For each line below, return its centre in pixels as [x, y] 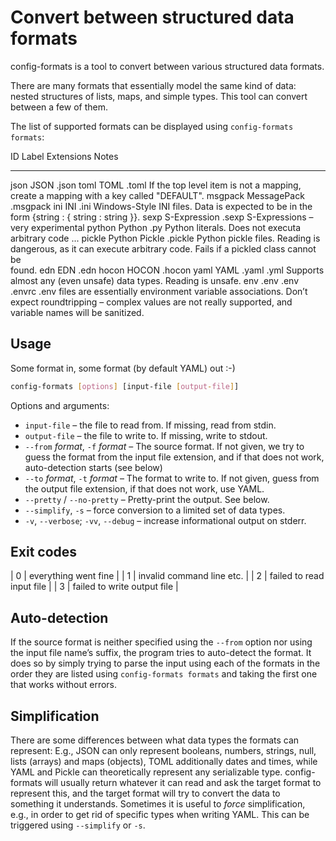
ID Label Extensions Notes [64, 156]
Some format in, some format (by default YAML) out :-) [123, 368]
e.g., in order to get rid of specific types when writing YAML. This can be [160, 815]
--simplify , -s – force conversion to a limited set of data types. [155, 510]
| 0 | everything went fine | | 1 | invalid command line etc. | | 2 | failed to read [167, 576]
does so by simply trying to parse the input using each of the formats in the [165, 663]
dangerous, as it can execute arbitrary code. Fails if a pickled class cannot [163, 248]
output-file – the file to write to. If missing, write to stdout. [146, 435]
